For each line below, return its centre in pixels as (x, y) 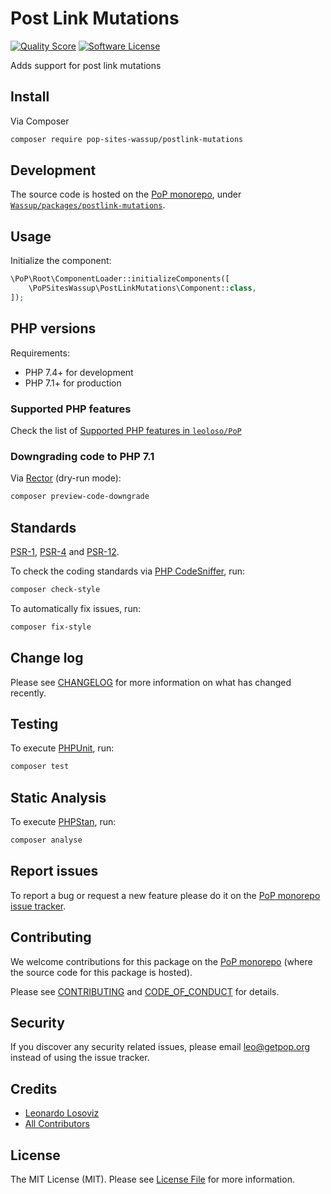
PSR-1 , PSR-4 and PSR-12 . (65, 551)
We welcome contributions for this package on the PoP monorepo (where (161, 961)
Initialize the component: (61, 261)
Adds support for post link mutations (86, 65)
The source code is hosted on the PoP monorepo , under (126, 194)
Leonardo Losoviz (62, 1113)
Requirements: (40, 353)
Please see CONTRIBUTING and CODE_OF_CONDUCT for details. (145, 991)
